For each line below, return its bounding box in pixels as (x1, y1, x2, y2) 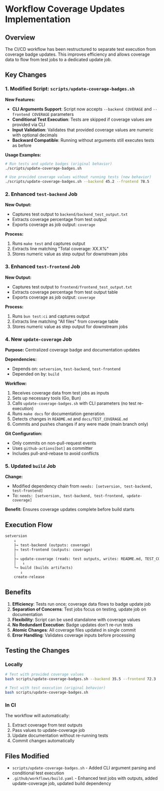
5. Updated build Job (5, 463, 56, 469)
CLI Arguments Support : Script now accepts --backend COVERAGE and (12, 106, 152, 112)
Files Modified (5, 752, 50, 760)
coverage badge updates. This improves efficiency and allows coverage (5, 51, 150, 57)
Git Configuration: (5, 431, 42, 437)
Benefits (5, 588, 32, 596)
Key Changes (5, 71, 47, 79)
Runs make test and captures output (12, 241, 85, 246)
